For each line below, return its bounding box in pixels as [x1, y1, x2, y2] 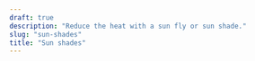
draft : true [9, 13, 54, 22]
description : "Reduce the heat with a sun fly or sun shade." [9, 22, 247, 30]
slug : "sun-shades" [9, 30, 83, 39]
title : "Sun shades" [9, 38, 87, 48]
